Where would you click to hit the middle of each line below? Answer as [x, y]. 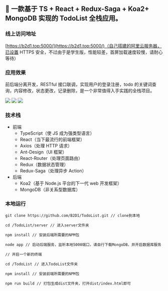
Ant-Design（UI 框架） [43, 152]
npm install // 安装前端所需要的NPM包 [42, 274]
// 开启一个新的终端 [24, 254]
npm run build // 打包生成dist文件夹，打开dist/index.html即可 [68, 283]
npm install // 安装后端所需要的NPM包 [42, 235]
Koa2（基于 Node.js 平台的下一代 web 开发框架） [71, 183]
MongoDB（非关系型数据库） [50, 190]
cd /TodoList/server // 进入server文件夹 [47, 225]
